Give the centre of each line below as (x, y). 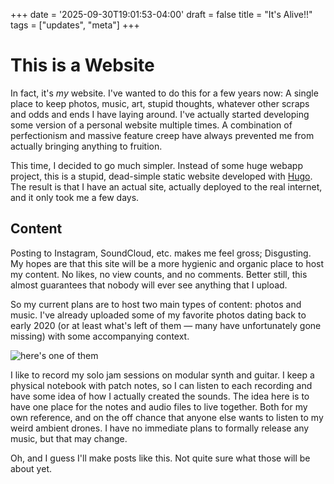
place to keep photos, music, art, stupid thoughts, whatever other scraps (160, 103)
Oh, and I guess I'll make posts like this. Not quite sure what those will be (160, 458)
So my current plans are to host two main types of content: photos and (156, 304)
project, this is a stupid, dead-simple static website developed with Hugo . (161, 176)
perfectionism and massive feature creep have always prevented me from (162, 135)
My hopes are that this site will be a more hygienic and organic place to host (167, 263)
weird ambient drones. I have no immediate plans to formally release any (160, 428)
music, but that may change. (69, 438)
